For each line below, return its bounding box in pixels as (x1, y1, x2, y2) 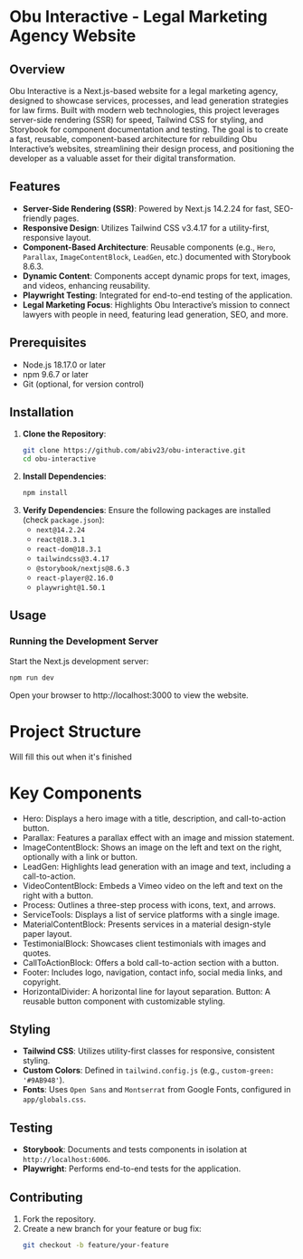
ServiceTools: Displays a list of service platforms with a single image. (22, 909, 280, 920)
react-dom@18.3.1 (35, 545, 102, 554)
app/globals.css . (22, 1093, 87, 1105)
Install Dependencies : (22, 471, 107, 482)
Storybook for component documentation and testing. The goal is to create (9, 124, 289, 135)
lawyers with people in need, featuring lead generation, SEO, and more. (22, 309, 289, 320)
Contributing (9, 1189, 83, 1205)
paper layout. (22, 928, 72, 939)
